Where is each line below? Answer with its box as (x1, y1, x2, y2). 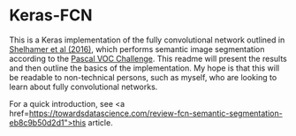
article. (87, 117, 113, 128)
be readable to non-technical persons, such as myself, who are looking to (9, 72, 277, 82)
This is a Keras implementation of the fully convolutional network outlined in (9, 34, 285, 45)
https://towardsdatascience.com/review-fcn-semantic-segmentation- (28, 108, 283, 118)
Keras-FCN (9, 5, 93, 26)
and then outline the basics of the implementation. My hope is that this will (9, 63, 280, 73)
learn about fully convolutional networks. (9, 81, 158, 92)
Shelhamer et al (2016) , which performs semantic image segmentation (9, 43, 265, 54)
